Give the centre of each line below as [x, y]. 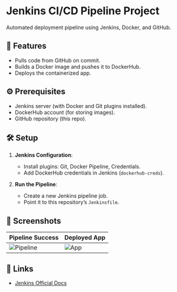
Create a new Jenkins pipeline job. [66, 196]
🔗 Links [20, 269]
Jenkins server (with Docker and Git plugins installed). [81, 106]
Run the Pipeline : [36, 185]
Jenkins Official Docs [41, 283]
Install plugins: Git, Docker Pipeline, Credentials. [82, 167]
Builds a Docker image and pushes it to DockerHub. [78, 66]
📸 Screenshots [34, 221]
